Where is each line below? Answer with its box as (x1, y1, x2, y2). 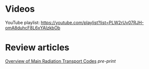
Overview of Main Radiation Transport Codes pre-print (5, 58, 116, 64)
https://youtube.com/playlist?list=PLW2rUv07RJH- (40, 20, 144, 25)
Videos (5, 3, 35, 15)
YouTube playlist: (5, 20, 40, 25)
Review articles (5, 42, 70, 53)
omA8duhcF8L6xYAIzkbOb (5, 24, 61, 30)
